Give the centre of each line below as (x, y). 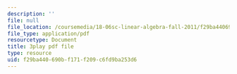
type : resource (30, 54)
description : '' (31, 14)
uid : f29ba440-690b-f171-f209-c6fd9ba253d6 (72, 60)
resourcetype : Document (42, 40)
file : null (23, 20)
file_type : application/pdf (49, 33)
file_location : (30, 27)
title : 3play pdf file (41, 47)
